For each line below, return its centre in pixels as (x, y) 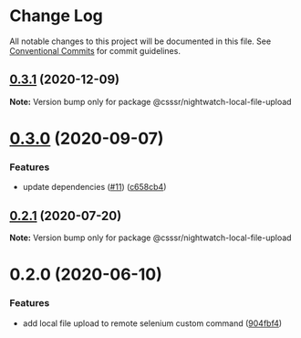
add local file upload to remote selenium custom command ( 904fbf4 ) (152, 323)
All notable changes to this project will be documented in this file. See (140, 41)
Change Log (56, 16)
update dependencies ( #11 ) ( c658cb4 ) (94, 187)
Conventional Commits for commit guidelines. (95, 50)
